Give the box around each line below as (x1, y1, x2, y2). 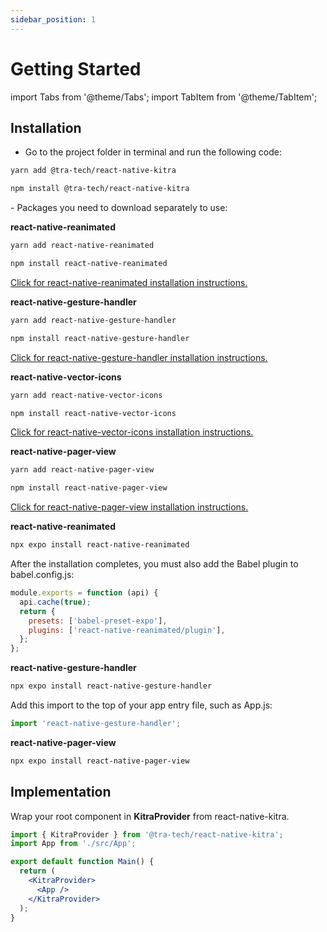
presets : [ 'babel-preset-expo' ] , (28, 616, 168, 626)
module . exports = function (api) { (10, 588, 159, 598)
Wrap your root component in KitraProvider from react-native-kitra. (10, 810, 290, 822)
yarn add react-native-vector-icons (10, 390, 163, 400)
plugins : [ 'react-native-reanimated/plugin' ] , (28, 625, 226, 635)
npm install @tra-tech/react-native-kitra (10, 184, 190, 194)
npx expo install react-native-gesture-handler (10, 681, 213, 691)
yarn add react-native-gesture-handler (10, 315, 177, 325)
